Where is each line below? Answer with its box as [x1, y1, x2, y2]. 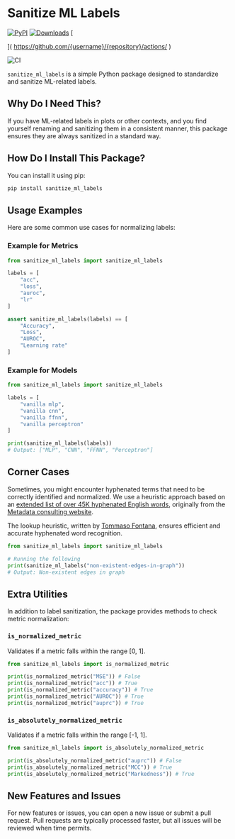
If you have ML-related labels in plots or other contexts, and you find [7, 116, 207, 125]
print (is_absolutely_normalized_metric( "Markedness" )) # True [7, 770, 195, 777]
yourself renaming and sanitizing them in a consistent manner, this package [7, 124, 228, 133]
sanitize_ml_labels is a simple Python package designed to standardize [7, 70, 219, 78]
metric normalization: [7, 615, 69, 623]
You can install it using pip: [7, 171, 86, 179]
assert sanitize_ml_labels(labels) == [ [7, 316, 129, 323]
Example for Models [7, 365, 78, 375]
